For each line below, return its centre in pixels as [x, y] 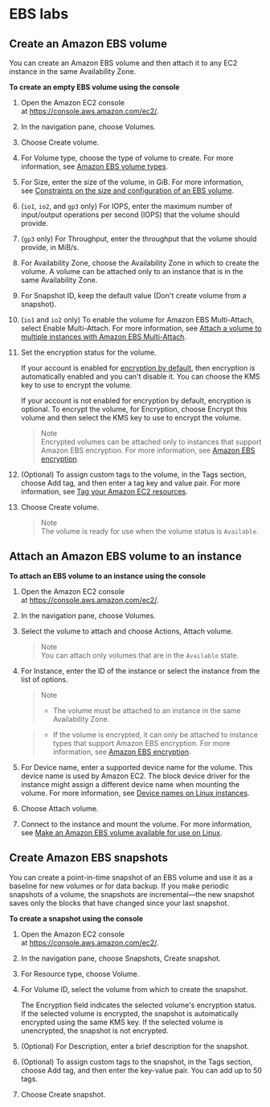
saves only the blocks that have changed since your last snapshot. [119, 903]
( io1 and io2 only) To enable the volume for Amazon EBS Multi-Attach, [137, 320]
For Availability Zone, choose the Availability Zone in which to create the [140, 263]
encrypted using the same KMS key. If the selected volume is [122, 1022]
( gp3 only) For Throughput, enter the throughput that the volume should [139, 239]
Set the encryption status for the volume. [88, 352]
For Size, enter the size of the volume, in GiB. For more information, [132, 182]
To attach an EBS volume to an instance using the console [108, 576]
